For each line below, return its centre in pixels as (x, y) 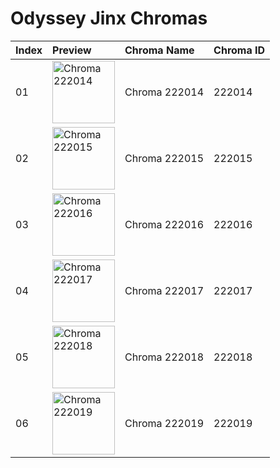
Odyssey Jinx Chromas (109, 18)
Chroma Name (159, 50)
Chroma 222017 (164, 290)
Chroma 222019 (164, 423)
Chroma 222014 (164, 92)
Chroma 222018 (164, 357)
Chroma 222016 (164, 224)
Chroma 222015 (164, 158)
